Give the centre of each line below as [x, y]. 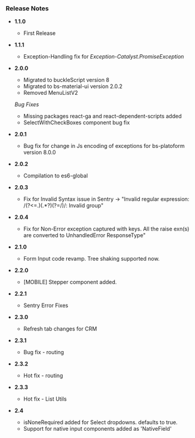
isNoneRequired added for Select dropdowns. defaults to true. [101, 422]
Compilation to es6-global [56, 176]
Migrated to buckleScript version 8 [66, 80]
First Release [39, 33]
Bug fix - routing [44, 352]
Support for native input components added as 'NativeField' [97, 429]
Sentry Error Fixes [46, 305]
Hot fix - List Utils [45, 399]
